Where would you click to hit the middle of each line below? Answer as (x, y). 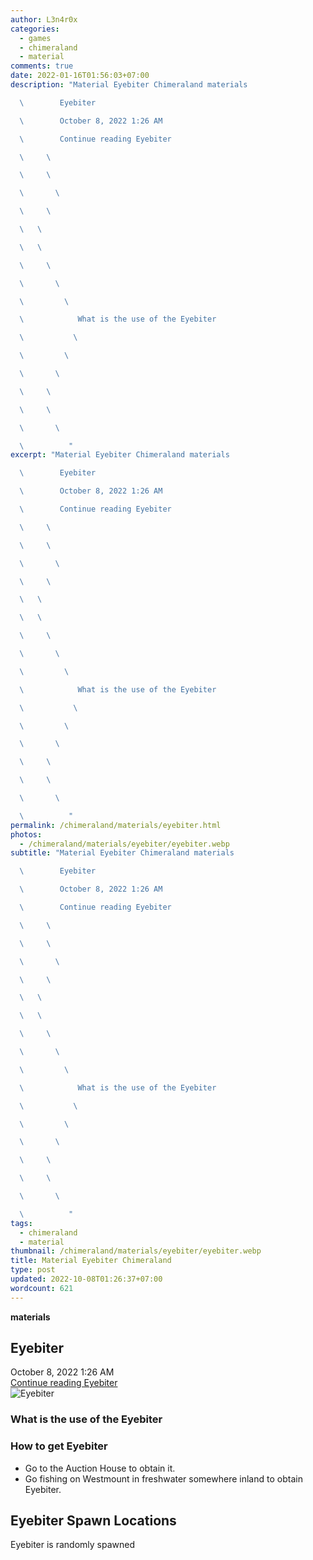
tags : (21, 1223)
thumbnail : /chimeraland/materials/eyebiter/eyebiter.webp (136, 1251)
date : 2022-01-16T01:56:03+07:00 (80, 76)
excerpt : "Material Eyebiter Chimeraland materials (120, 455)
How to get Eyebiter (59, 1446)
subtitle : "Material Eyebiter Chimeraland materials (122, 853)
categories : (35, 29)
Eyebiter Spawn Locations (93, 1521)
